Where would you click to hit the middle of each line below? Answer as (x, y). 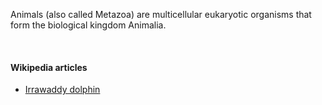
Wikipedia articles (49, 67)
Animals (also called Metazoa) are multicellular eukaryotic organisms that (161, 14)
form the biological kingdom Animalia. (88, 25)
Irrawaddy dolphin (62, 90)
